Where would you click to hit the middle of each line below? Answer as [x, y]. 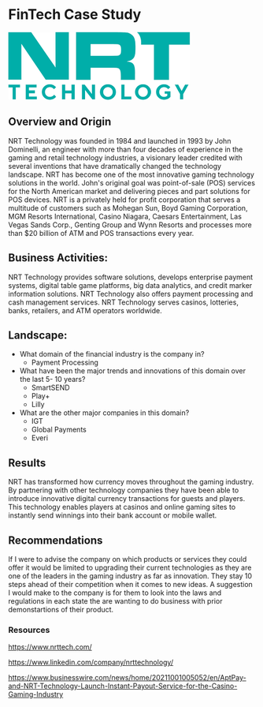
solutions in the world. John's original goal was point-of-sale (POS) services [132, 182]
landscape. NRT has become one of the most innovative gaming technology [131, 174]
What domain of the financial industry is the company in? [112, 354]
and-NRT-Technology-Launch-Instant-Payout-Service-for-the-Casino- [123, 686]
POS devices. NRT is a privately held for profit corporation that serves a [124, 200]
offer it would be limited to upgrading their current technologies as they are [130, 567]
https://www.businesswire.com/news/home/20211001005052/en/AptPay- [127, 678]
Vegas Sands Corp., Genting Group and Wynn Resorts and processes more [130, 224]
